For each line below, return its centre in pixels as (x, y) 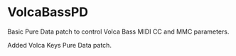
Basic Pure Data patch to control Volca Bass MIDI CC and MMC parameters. (118, 31)
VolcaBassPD (48, 12)
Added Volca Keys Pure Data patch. (60, 45)
